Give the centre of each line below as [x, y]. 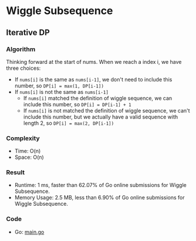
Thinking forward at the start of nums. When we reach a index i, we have [94, 62]
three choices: [23, 68]
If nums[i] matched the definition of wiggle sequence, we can [98, 98]
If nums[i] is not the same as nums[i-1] [61, 91]
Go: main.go [29, 232]
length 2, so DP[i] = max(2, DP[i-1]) [69, 123]
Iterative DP [28, 33]
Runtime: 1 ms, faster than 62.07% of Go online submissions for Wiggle [100, 185]
